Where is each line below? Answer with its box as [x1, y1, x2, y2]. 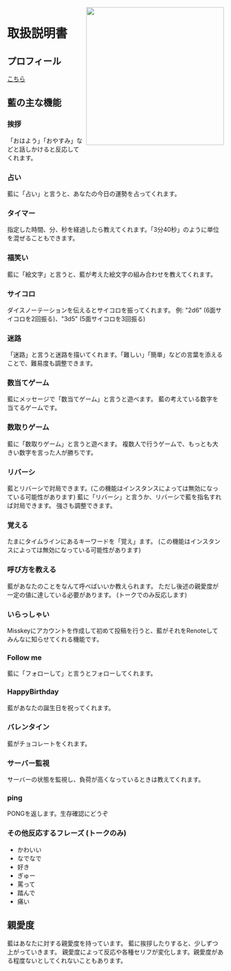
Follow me [7, 652, 43, 662]
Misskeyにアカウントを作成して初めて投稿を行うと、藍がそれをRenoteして [7, 626, 219, 634]
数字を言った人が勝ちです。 [19, 448, 98, 456]
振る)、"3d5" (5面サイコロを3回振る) [41, 314, 146, 323]
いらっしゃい [7, 609, 50, 619]
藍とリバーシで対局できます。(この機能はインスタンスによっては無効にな [7, 484, 213, 493]
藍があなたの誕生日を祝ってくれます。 [7, 703, 115, 712]
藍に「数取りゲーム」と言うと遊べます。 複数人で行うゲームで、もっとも [7, 440, 213, 448]
